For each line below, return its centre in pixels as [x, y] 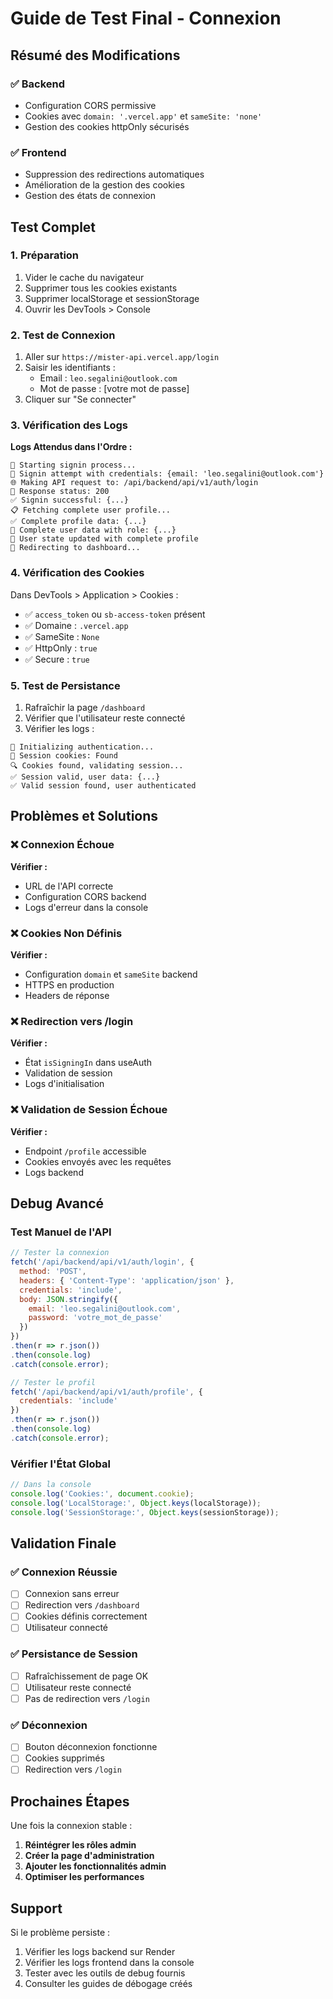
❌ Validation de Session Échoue [89, 1110]
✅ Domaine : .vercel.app [76, 625]
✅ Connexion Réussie [64, 1572]
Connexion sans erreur [72, 1594]
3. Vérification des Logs [69, 425]
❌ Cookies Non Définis [66, 933]
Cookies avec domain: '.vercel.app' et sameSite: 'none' [143, 116]
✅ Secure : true [57, 659]
